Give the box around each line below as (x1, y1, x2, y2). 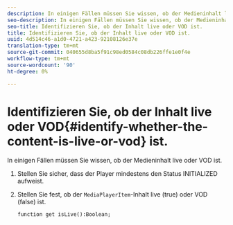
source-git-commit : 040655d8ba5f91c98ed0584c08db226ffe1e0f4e (7, 49, 191, 56)
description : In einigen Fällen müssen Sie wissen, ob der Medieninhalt (7, 10, 222, 17)
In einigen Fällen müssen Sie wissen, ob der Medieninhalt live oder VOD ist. (7, 156, 223, 165)
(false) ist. (17, 198, 46, 206)
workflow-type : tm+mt (7, 55, 70, 62)
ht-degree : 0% (7, 68, 49, 75)
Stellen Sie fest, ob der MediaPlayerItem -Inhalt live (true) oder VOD (17, 190, 208, 199)
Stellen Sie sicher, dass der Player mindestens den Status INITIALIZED (17, 170, 218, 178)
